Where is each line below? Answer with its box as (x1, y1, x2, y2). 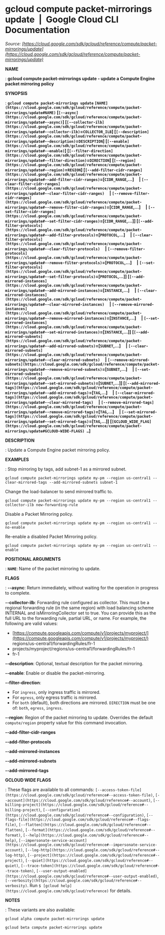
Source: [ (5, 40, 24, 46)
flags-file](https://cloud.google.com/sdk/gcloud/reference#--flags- (5, 817, 151, 822)
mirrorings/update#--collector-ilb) (5, 129, 80, 134)
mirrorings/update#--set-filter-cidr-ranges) (5, 218, 100, 224)
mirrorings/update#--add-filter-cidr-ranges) (5, 177, 100, 182)
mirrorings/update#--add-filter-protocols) (5, 233, 96, 238)
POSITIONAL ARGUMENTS (5, 556, 61, 562)
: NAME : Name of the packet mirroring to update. (5, 566, 101, 572)
